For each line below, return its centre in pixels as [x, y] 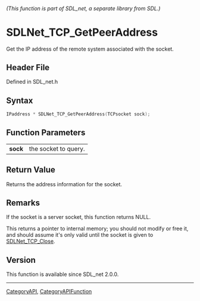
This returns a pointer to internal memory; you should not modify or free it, [97, 228]
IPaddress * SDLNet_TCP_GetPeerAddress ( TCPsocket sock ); [78, 114]
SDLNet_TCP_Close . [31, 242]
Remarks [23, 203]
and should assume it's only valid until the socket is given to [80, 235]
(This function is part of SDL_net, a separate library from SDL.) [83, 8]
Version [21, 260]
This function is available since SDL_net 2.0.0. [62, 274]
